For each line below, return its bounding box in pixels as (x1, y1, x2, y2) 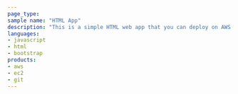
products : (7, 57, 37, 64)
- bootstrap (7, 50, 43, 57)
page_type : (7, 10, 40, 18)
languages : (7, 30, 40, 37)
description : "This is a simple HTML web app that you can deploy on (7, 23, 219, 30)
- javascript (7, 37, 46, 44)
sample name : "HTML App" (7, 17, 81, 24)
